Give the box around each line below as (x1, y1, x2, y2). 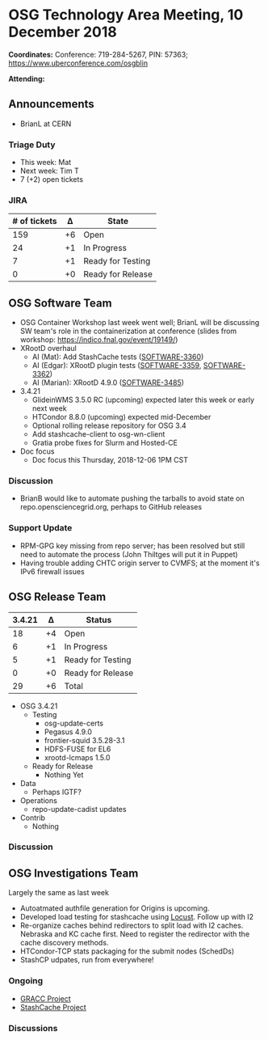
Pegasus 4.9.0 (44, 726, 93, 737)
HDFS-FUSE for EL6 (44, 744, 111, 754)
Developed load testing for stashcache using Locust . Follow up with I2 (19, 912, 254, 922)
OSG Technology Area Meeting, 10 (8, 6, 244, 24)
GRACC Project (19, 993, 71, 1004)
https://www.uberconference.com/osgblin (8, 58, 148, 68)
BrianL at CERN (19, 119, 72, 129)
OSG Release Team (8, 590, 107, 604)
